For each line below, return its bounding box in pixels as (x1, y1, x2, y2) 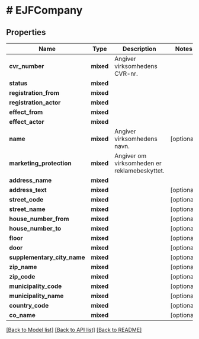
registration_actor (9, 98, 61, 107)
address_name (9, 176, 52, 184)
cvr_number (9, 62, 44, 70)
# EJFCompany (6, 4, 83, 17)
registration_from (9, 89, 59, 97)
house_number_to (9, 225, 62, 232)
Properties (6, 27, 46, 37)
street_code (9, 196, 44, 203)
